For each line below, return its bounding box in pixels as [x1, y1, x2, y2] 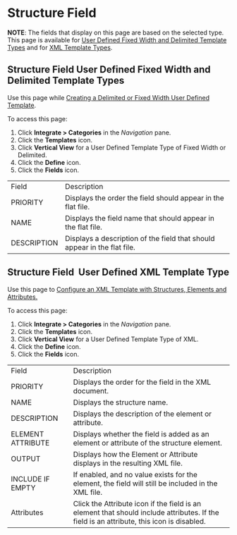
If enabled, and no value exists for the [73, 469, 197, 479]
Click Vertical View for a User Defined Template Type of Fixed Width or [17, 143, 226, 152]
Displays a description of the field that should [64, 233, 215, 243]
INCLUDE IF [11, 474, 51, 484]
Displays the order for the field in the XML [73, 377, 212, 387]
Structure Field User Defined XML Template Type [7, 266, 230, 278]
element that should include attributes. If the [73, 508, 220, 517]
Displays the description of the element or [73, 409, 212, 419]
